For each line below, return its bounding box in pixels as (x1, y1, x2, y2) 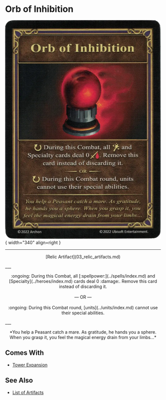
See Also (5, 376, 33, 385)
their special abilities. (61, 310, 105, 316)
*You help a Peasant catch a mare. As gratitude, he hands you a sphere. (9, 329, 157, 335)
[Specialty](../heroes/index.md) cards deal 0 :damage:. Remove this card (9, 278, 157, 284)
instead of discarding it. (59, 284, 107, 289)
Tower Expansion (12, 362, 48, 368)
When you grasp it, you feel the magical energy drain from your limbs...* (9, 334, 157, 340)
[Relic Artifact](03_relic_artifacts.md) (45, 254, 121, 260)
